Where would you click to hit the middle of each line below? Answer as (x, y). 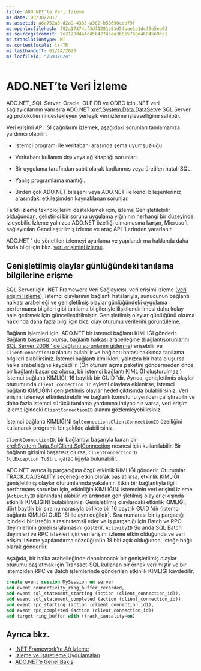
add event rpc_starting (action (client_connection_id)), (80, 604)
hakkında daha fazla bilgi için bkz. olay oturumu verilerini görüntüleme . (94, 321)
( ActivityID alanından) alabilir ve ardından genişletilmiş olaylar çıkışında (95, 496)
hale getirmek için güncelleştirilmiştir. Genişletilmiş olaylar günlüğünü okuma (100, 315)
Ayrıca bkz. (28, 634)
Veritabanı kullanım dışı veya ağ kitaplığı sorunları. (76, 157)
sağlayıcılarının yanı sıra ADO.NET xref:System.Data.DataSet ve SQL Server (98, 109)
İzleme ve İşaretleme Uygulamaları (57, 655)
